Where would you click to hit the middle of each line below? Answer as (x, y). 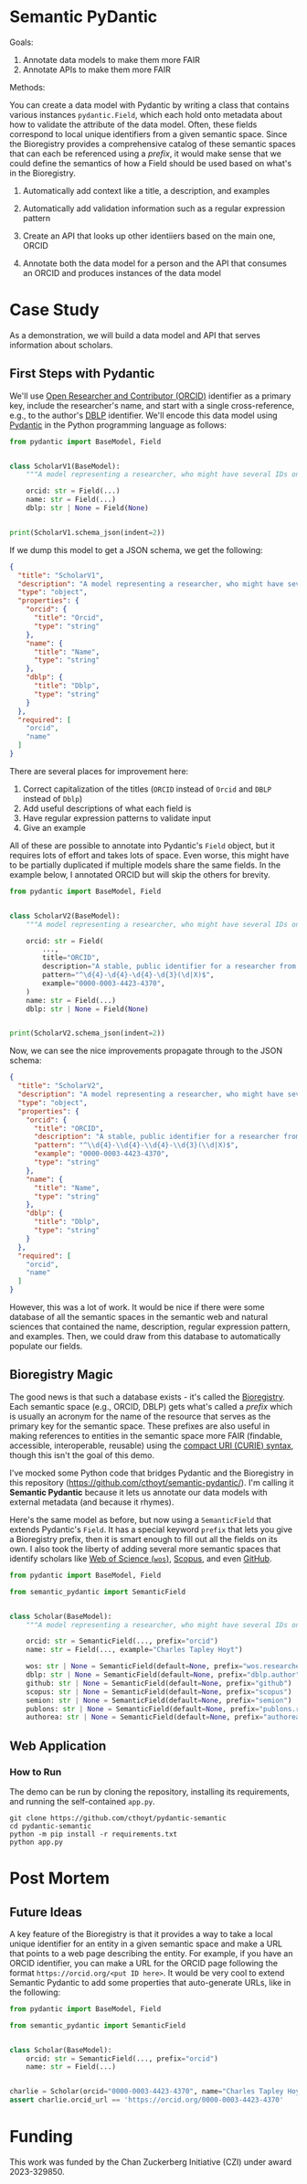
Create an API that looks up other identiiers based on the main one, (149, 236)
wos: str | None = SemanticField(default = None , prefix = (135, 1667)
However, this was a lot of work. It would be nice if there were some (137, 1307)
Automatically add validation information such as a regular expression (154, 208)
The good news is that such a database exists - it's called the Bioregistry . (148, 1397)
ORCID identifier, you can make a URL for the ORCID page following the (144, 1963)
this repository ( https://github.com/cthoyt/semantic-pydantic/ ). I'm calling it (152, 1482)
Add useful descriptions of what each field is (107, 808)
